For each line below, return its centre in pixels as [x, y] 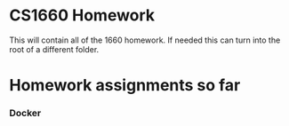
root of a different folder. [54, 49]
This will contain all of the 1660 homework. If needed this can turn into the [145, 40]
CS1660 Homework [82, 16]
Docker [25, 114]
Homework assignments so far [125, 86]
